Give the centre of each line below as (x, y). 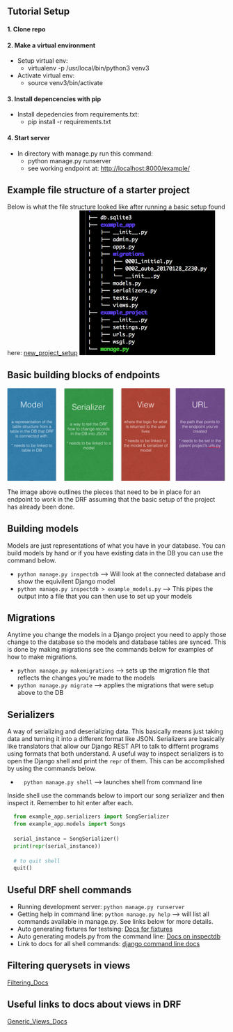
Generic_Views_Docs (37, 1021)
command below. (32, 560)
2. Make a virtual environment (51, 45)
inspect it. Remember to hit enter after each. (70, 803)
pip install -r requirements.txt (69, 122)
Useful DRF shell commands (70, 890)
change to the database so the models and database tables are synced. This (117, 642)
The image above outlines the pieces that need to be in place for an (104, 492)
